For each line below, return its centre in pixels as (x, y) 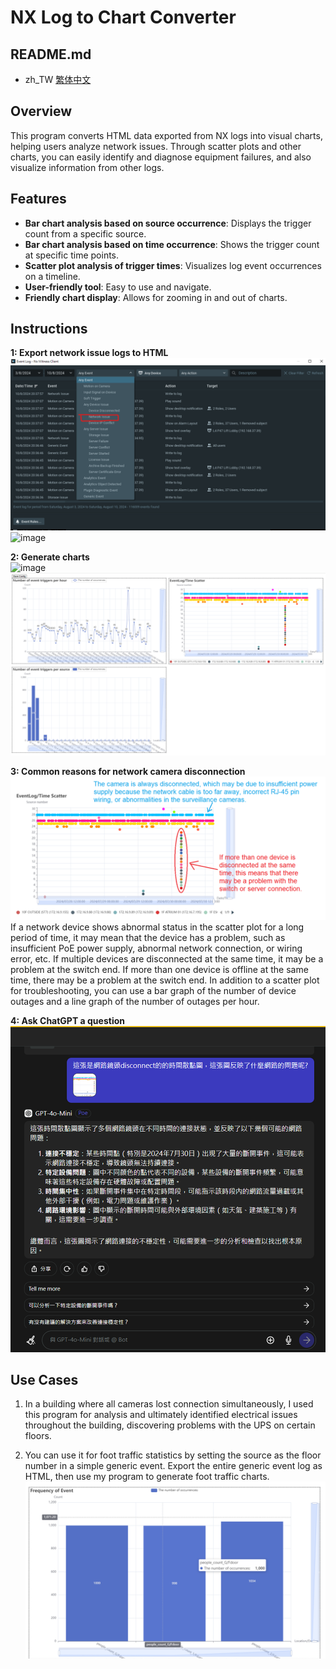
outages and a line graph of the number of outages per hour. (135, 1001)
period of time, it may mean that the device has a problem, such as (148, 937)
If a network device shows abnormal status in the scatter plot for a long (157, 927)
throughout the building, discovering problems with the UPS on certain (170, 1425)
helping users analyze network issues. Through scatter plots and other (156, 146)
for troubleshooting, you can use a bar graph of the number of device (153, 990)
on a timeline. (52, 276)
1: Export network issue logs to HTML (89, 353)
